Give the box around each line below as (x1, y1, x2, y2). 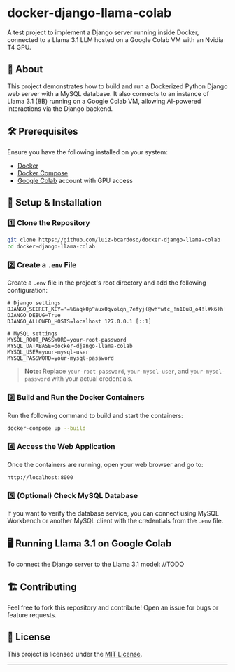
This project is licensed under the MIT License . (7, 650, 143, 658)
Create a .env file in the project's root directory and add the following (7, 278, 206, 287)
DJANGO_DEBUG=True (7, 312, 61, 319)
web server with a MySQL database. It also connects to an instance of (7, 89, 210, 98)
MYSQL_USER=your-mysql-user (7, 349, 90, 356)
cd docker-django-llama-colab (7, 243, 96, 250)
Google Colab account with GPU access (17, 176, 134, 184)
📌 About (7, 63, 43, 75)
